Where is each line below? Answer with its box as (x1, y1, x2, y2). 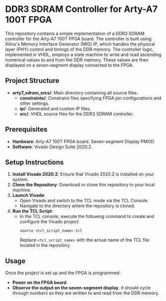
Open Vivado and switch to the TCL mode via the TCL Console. (19, 198, 149, 204)
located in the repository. (19, 242, 71, 248)
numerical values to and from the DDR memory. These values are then (5, 57, 149, 63)
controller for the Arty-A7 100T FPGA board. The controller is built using (5, 36, 152, 42)
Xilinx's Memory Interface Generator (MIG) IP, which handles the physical (5, 41, 155, 47)
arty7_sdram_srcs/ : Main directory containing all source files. (12, 89, 138, 95)
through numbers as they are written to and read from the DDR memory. (12, 290, 160, 296)
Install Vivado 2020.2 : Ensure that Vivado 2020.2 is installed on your (12, 171, 155, 177)
